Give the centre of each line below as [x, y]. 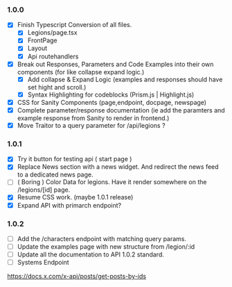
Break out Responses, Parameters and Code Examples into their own [115, 64]
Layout [37, 48]
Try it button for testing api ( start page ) [74, 159]
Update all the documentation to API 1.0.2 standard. [90, 254]
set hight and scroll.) [57, 87]
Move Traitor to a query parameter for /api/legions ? [91, 125]
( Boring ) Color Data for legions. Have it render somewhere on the [112, 182]
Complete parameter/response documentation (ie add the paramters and [121, 110]
